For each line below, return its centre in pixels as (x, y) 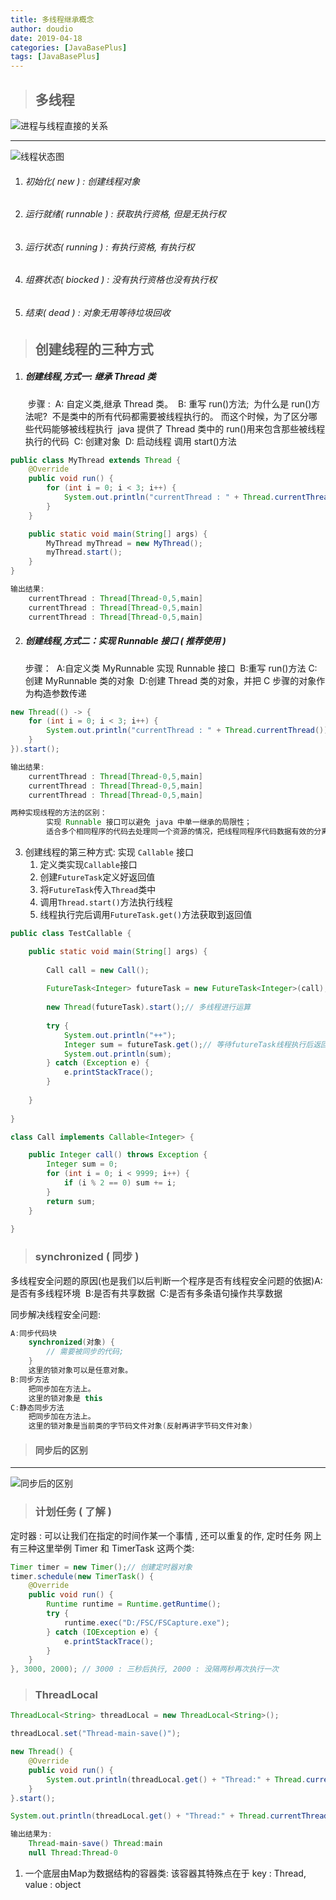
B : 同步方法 (30, 1379)
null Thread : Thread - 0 (73, 1853)
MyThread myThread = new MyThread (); (124, 543)
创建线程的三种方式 (94, 349)
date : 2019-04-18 (46, 38)
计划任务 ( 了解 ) (73, 1512)
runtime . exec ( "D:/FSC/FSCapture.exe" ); (146, 1622)
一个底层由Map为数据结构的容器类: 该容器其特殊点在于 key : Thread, (165, 1873)
